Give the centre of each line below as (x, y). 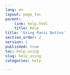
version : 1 (16, 42)
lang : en (14, 10)
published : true (22, 47)
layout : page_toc (23, 14)
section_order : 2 (23, 38)
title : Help (26, 28)
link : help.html (31, 24)
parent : (13, 19)
